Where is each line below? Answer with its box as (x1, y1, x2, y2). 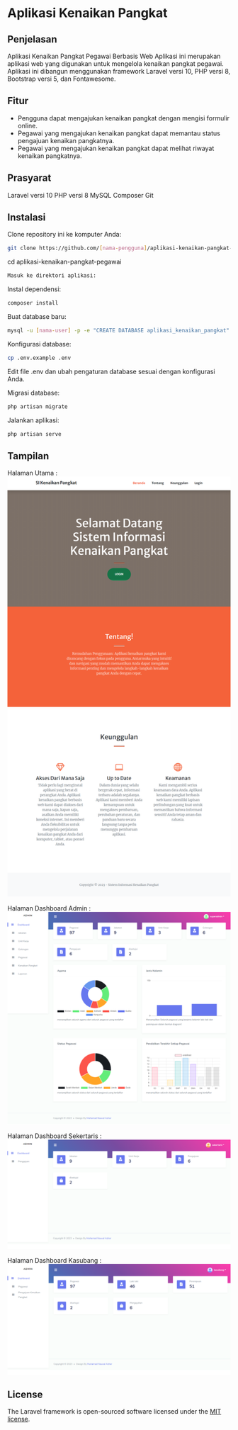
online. (17, 121, 38, 130)
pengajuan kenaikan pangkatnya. (17, 136, 115, 145)
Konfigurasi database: (7, 339, 72, 348)
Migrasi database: (7, 388, 60, 397)
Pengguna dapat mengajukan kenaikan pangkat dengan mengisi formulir (17, 113, 230, 122)
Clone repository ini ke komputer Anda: (7, 230, 122, 239)
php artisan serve (7, 430, 62, 437)
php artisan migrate (7, 402, 69, 410)
